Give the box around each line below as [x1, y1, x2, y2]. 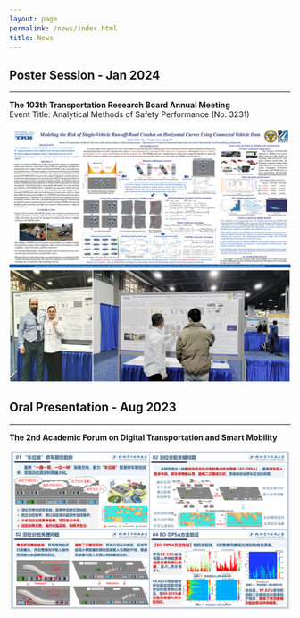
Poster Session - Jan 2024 [9, 67, 161, 82]
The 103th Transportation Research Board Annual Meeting [9, 99, 230, 111]
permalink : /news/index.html [9, 23, 118, 33]
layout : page [9, 14, 58, 23]
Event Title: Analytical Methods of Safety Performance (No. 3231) [9, 109, 250, 120]
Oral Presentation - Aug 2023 [9, 400, 177, 415]
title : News [9, 33, 54, 42]
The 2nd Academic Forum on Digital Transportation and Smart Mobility [9, 432, 278, 443]
